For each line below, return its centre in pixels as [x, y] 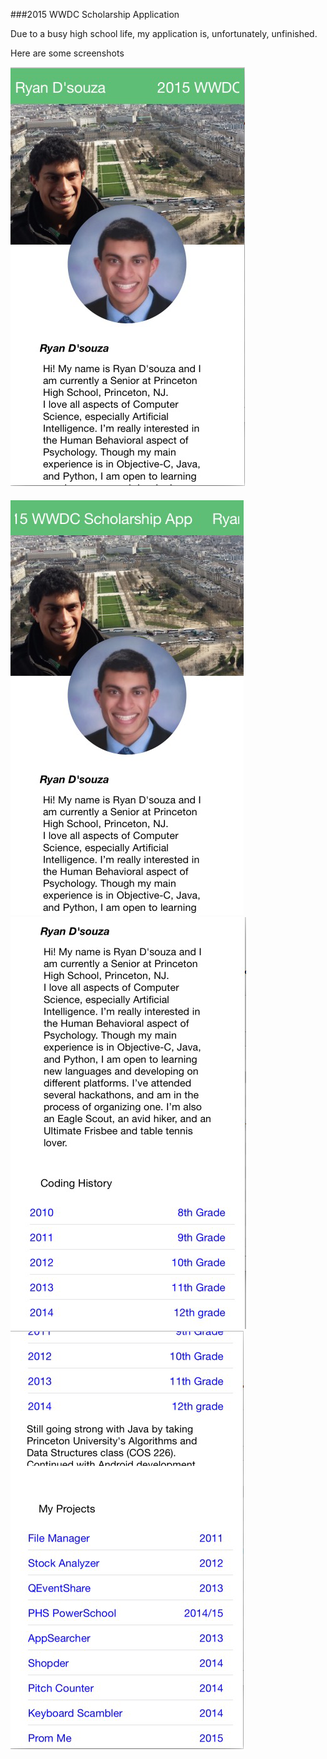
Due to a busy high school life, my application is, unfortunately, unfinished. [164, 33]
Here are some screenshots [67, 53]
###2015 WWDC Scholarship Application [95, 14]
